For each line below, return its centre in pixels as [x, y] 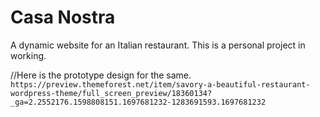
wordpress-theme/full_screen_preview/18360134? [111, 93]
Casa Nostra [63, 17]
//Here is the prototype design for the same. [101, 75]
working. [28, 55]
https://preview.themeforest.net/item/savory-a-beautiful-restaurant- [160, 84]
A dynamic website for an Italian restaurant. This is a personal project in [158, 45]
